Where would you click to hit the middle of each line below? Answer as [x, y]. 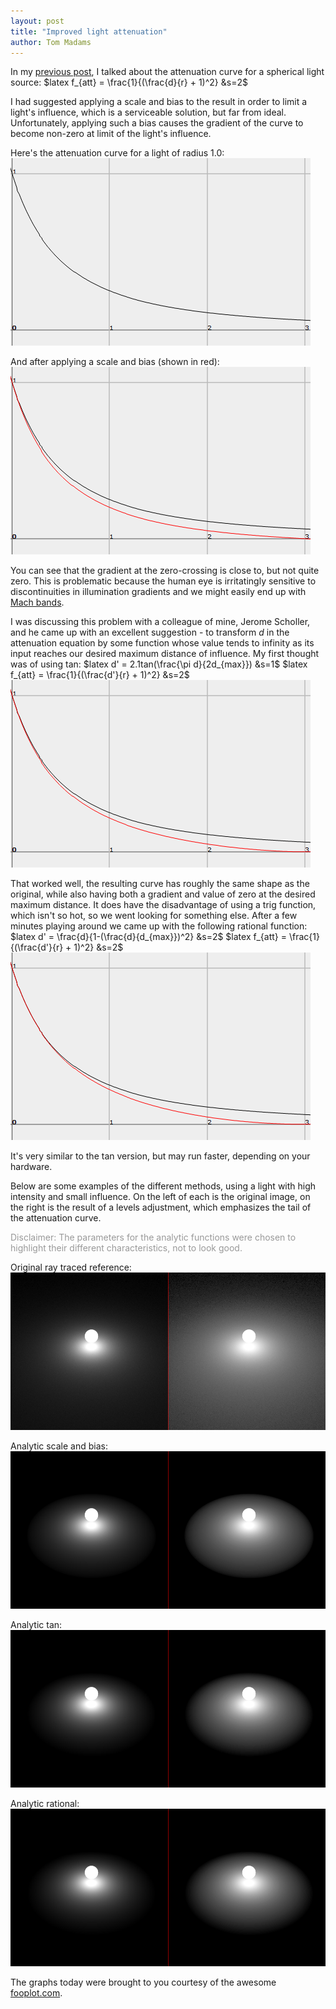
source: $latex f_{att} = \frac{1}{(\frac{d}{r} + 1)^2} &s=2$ [129, 82]
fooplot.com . [36, 1993]
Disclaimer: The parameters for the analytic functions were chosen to [153, 1237]
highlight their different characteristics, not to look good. [126, 1248]
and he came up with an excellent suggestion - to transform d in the [150, 632]
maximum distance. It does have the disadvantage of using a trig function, [163, 905]
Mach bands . [37, 602]
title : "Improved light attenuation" [89, 31]
